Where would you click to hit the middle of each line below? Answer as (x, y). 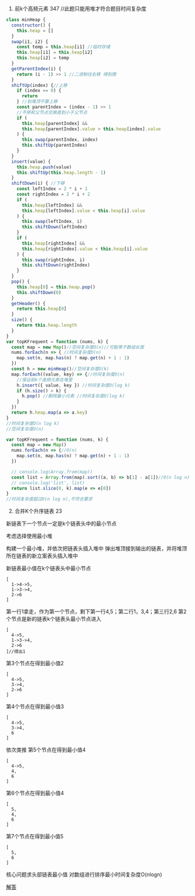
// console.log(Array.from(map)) (52, 472)
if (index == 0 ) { (39, 91)
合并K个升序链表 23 (38, 511)
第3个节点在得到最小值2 (35, 663)
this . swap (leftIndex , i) (52, 222)
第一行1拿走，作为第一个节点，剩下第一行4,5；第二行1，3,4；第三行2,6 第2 (96, 611)
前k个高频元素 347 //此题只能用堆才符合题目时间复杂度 (81, 9)
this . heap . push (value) (44, 167)
